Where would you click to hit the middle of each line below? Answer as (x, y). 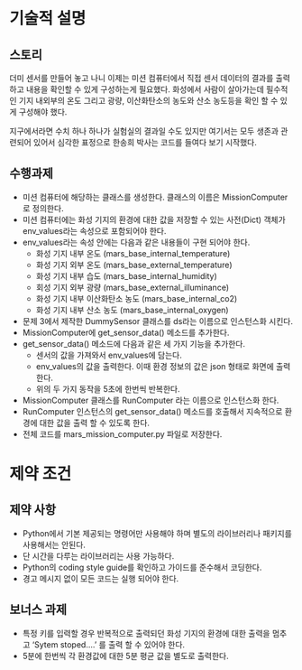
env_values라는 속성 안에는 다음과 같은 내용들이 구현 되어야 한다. (136, 242)
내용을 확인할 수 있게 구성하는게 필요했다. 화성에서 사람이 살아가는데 (145, 89)
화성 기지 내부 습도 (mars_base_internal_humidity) (127, 275)
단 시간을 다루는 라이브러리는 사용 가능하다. (98, 555)
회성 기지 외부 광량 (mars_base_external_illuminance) (133, 287)
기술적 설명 (48, 19)
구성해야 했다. (43, 112)
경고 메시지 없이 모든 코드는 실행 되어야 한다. (101, 578)
